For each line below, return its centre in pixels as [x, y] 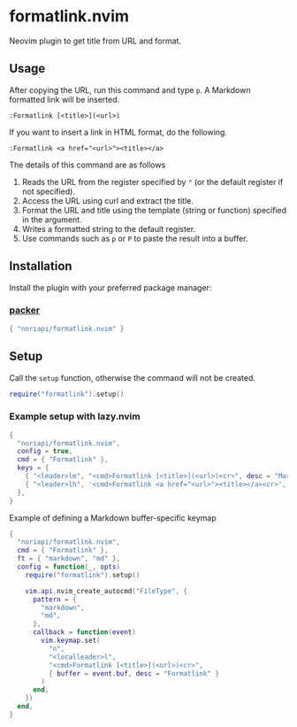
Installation [41, 266]
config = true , [45, 452]
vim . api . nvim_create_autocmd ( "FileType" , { [107, 591]
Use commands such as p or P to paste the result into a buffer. [135, 238]
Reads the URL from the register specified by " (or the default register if [152, 182]
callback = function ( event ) [84, 632]
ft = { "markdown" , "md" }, [69, 559]
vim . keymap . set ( [71, 641]
